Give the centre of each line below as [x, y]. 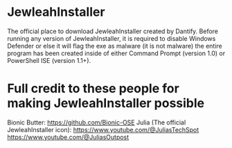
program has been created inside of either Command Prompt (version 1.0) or [116, 53]
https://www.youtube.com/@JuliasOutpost [68, 137]
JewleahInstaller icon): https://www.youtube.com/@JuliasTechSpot [103, 129]
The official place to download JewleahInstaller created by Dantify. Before [113, 31]
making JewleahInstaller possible [106, 103]
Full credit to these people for [93, 89]
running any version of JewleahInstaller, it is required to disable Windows [111, 38]
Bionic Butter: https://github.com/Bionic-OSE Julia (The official [97, 122]
